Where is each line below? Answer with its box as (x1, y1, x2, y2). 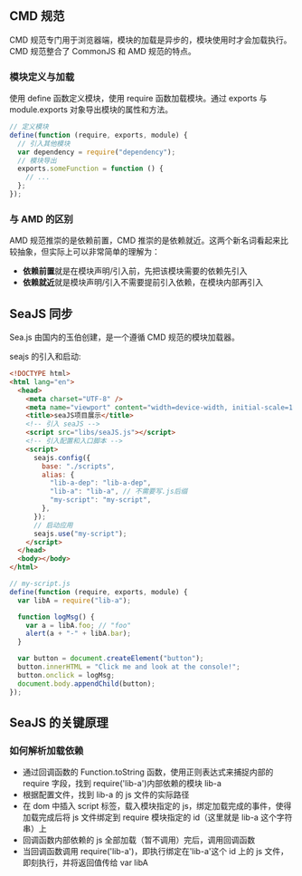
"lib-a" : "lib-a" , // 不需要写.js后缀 (49, 487, 188, 496)
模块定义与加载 (9, 71, 75, 83)
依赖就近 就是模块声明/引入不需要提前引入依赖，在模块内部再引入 (22, 277, 264, 288)
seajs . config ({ (33, 453, 91, 462)
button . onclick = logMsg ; (17, 670, 116, 679)
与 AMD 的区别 (9, 212, 74, 225)
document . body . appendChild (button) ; (17, 679, 156, 688)
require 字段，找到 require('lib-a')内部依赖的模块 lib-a (22, 778, 222, 789)
